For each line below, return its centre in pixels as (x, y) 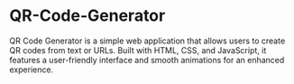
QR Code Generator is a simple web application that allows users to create (147, 41)
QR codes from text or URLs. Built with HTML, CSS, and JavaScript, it (138, 50)
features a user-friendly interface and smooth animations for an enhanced (147, 60)
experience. (32, 70)
